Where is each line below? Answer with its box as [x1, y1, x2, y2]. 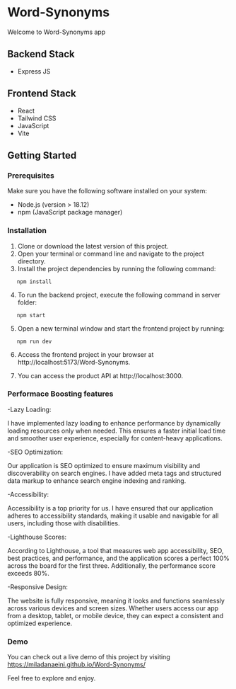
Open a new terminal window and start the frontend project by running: [17, 324, 225, 333]
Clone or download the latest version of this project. [17, 241, 169, 250]
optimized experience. [7, 619, 73, 627]
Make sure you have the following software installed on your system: [7, 187, 207, 195]
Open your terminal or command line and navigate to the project [17, 249, 205, 258]
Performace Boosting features [7, 389, 114, 399]
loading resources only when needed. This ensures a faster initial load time [7, 426, 226, 435]
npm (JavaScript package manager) [17, 208, 123, 217]
